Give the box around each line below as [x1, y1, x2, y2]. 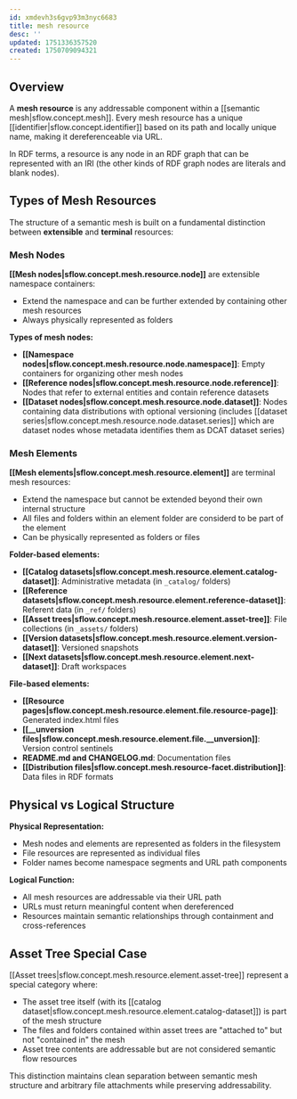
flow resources [21, 1053, 77, 1063]
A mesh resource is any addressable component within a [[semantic [9, 103, 261, 113]
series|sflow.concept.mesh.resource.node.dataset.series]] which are [21, 415, 275, 426]
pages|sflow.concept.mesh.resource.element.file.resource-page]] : [21, 705, 278, 716]
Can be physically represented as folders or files [21, 532, 200, 543]
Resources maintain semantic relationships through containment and [21, 911, 274, 922]
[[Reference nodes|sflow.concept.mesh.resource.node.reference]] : [21, 378, 279, 389]
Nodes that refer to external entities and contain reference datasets [21, 387, 269, 398]
